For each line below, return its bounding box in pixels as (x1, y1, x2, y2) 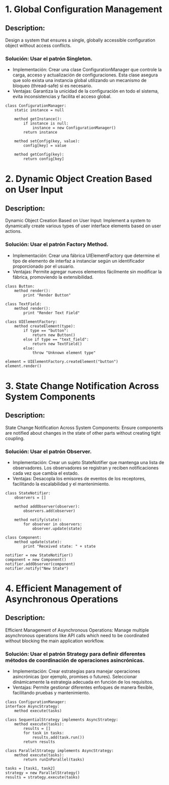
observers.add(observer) (23, 508, 76, 513)
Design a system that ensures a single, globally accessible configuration (5, 37, 155, 43)
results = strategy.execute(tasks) (5, 775, 80, 780)
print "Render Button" (23, 293, 71, 298)
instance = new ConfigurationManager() (32, 126, 116, 131)
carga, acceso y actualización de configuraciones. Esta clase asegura (12, 72, 158, 78)
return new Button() (32, 333, 76, 338)
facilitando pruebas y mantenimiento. (12, 690, 90, 696)
